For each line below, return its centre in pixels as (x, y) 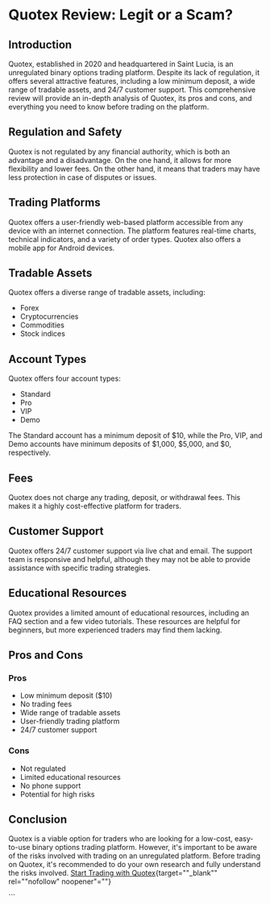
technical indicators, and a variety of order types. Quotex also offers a (125, 239)
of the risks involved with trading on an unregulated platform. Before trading (134, 856)
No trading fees (46, 704)
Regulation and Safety (65, 132)
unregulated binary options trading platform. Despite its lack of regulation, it (134, 73)
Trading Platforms (54, 203)
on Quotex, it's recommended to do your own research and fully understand (135, 864)
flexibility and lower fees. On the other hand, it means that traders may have (134, 169)
